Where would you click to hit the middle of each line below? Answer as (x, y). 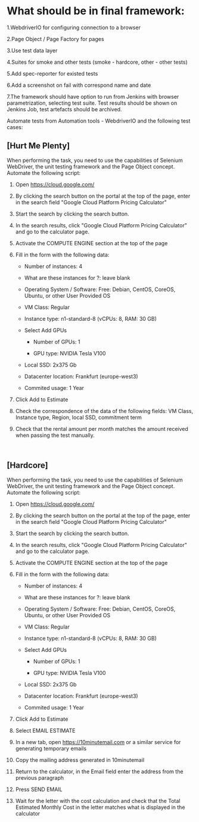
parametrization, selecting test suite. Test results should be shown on (92, 103)
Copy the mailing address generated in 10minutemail (80, 760)
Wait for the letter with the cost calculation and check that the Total (98, 801)
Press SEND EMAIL (39, 789)
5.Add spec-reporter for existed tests (52, 73)
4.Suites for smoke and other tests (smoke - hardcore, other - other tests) (97, 62)
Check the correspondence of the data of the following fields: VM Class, (104, 411)
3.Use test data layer (32, 50)
